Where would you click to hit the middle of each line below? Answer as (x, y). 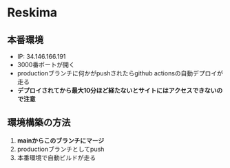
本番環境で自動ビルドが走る (56, 157)
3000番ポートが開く (46, 64)
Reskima (32, 13)
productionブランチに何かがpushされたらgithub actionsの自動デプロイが (120, 73)
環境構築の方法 (39, 122)
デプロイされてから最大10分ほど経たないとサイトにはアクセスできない (117, 90)
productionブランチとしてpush (61, 149)
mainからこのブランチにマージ (61, 140)
